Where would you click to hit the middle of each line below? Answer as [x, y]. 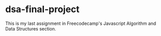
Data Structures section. [31, 28]
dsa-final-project [43, 9]
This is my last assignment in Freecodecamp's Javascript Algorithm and [81, 23]
